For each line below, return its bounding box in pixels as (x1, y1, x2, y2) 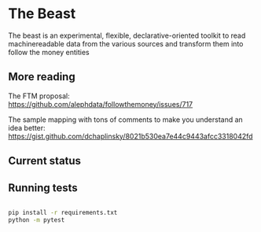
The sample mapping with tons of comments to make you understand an (8, 115, 244, 124)
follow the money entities (8, 47, 90, 57)
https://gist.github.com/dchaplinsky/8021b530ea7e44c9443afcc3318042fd (8, 131, 253, 141)
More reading (8, 70, 76, 83)
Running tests (8, 181, 79, 194)
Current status (8, 154, 81, 168)
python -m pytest (8, 215, 65, 224)
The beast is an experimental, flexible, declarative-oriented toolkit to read (8, 31, 246, 40)
